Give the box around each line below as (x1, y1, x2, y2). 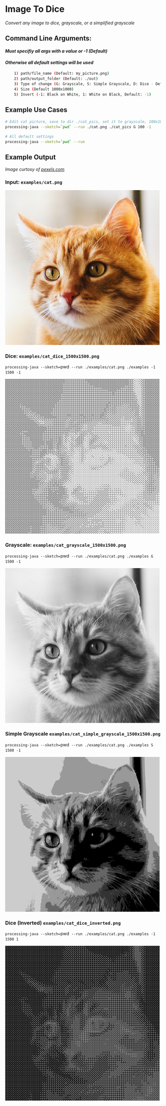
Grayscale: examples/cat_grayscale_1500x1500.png (5, 541, 126, 548)
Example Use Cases (5, 105, 68, 114)
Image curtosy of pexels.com (5, 166, 65, 172)
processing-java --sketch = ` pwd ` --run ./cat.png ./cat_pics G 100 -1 (5, 125, 152, 130)
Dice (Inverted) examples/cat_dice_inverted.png (5, 919, 121, 926)
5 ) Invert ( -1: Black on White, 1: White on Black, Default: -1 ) (14, 92, 152, 97)
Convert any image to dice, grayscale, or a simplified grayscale (5, 20, 135, 26)
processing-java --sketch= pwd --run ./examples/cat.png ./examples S (5, 741, 154, 747)
